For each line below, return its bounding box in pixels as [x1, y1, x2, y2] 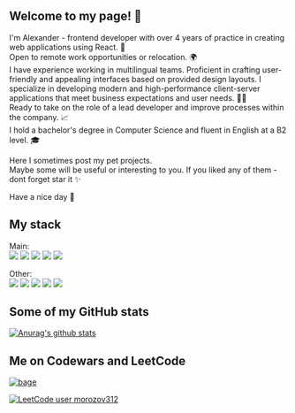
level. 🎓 [9, 134, 41, 145]
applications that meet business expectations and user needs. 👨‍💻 [9, 92, 247, 103]
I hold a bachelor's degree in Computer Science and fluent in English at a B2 [9, 125, 287, 135]
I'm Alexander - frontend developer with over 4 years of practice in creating [9, 32, 285, 42]
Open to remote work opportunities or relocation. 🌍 [9, 51, 198, 62]
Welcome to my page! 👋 [9, 9, 142, 24]
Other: [9, 268, 33, 279]
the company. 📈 [9, 111, 69, 122]
